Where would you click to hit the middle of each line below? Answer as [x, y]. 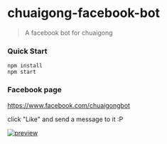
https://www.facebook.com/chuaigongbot [69, 105]
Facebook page [34, 90]
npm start [22, 72]
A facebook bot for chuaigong [69, 33]
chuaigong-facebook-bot [84, 13]
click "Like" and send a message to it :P [65, 119]
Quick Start [27, 51]
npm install [25, 66]
